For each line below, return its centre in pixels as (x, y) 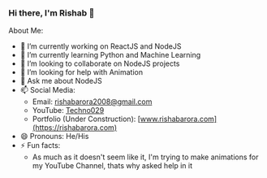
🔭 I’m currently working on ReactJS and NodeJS (101, 46)
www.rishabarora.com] (179, 119)
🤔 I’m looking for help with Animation (82, 72)
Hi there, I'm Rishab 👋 (52, 13)
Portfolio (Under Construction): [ (86, 119)
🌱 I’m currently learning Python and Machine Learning (110, 55)
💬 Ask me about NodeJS (61, 81)
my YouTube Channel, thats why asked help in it (112, 166)
